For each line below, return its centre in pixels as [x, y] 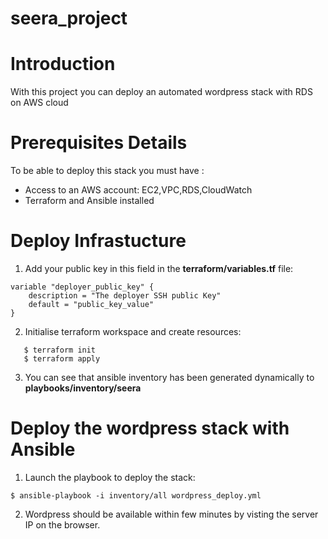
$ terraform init [60, 350]
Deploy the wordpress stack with [150, 428]
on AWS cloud [39, 103]
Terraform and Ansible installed [89, 201]
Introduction [63, 64]
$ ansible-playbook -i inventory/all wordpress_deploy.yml [136, 495]
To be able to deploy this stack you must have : [107, 171]
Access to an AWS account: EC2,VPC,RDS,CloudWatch [138, 190]
